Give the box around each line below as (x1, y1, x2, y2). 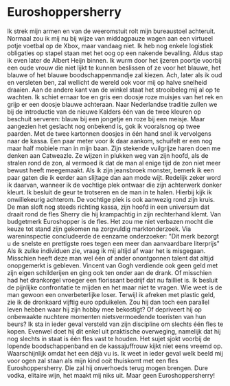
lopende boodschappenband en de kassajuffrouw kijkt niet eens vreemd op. (7, 342, 223, 350)
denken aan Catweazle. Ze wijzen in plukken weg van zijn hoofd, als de (7, 151, 209, 159)
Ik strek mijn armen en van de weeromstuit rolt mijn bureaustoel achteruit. (7, 27, 216, 35)
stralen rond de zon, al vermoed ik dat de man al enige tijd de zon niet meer (7, 159, 221, 167)
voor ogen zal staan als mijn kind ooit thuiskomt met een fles (7, 356, 179, 365)
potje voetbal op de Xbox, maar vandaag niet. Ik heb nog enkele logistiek (7, 41, 214, 50)
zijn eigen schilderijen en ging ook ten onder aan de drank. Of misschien (7, 268, 212, 276)
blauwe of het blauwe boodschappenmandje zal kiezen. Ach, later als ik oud (7, 70, 222, 79)
